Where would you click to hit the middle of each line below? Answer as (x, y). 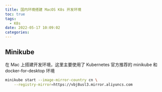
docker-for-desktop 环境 (30, 70)
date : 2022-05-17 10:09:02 (33, 28)
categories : (17, 32)
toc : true (15, 14)
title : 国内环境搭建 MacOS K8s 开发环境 (43, 10)
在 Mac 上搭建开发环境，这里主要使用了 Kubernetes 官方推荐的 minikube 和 (81, 65)
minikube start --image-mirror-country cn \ (51, 80)
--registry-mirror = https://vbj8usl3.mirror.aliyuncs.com (73, 84)
